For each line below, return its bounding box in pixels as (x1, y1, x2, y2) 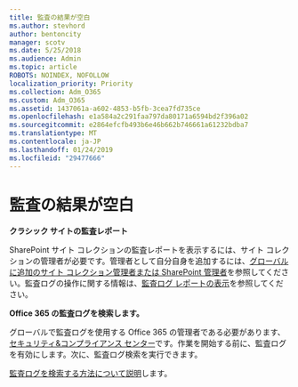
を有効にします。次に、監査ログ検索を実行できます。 (9, 349, 203, 360)
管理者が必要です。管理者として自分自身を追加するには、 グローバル (39, 255, 289, 267)
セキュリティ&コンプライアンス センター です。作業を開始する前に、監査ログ (9, 338, 287, 349)
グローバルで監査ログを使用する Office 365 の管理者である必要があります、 (9, 327, 286, 338)
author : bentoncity (9, 29, 82, 38)
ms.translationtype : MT (9, 129, 98, 138)
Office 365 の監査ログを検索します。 (9, 308, 144, 318)
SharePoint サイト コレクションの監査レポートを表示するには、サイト (9, 245, 264, 255)
